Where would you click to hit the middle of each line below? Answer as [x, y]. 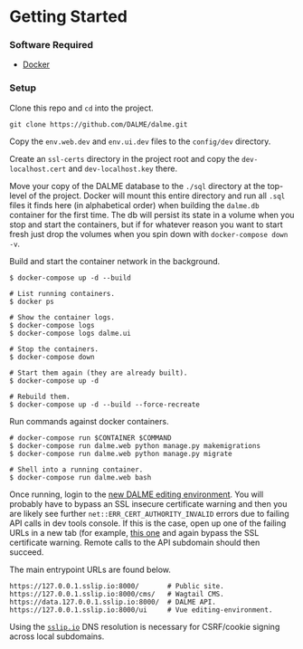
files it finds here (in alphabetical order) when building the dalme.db [134, 205]
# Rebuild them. [40, 396]
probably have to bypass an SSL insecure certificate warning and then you [148, 503]
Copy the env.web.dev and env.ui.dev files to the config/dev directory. [140, 141]
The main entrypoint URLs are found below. [90, 569]
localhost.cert [38, 169]
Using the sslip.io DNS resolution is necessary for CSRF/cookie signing [145, 626]
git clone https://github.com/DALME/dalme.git [99, 124]
